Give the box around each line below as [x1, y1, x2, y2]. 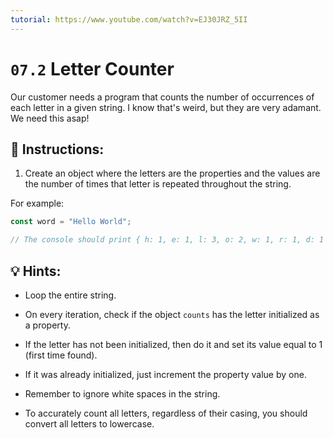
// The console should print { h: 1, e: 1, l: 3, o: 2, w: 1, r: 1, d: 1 [10, 235, 325, 245]
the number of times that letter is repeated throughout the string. [24, 178, 292, 190]
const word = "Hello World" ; [10, 217, 132, 227]
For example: [10, 197, 65, 210]
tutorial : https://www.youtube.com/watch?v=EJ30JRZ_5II [10, 14, 248, 25]
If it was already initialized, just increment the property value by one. [24, 368, 307, 380]
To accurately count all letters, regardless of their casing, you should [24, 407, 308, 419]
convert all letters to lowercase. [24, 417, 155, 430]
